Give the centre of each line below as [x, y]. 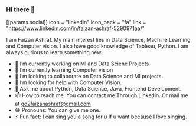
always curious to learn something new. [54, 52]
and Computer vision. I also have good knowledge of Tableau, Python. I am [97, 46]
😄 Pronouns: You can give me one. [58, 110]
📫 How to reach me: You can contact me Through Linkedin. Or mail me [101, 95]
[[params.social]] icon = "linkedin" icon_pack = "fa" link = [76, 22]
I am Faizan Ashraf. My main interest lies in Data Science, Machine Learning [98, 40]
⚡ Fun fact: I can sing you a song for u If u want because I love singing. [101, 117]
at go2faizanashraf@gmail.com [53, 104]
